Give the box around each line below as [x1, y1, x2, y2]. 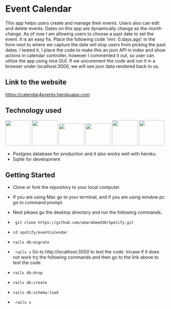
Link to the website [5, 78, 67, 87]
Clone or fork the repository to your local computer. [12, 184, 121, 190]
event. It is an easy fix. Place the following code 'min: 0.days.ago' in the [5, 36, 155, 42]
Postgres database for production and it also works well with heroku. [12, 151, 157, 157]
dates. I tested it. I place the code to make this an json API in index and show [5, 47, 166, 53]
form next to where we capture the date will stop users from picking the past [5, 41, 166, 47]
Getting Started [5, 171, 55, 179]
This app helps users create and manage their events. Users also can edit [5, 20, 160, 26]
